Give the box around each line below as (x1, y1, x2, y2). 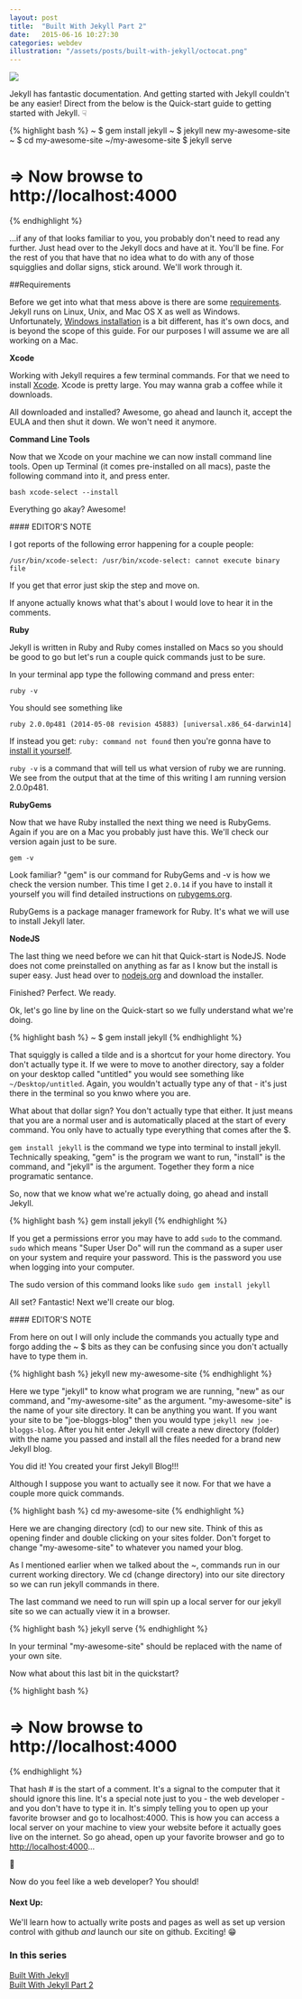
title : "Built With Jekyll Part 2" (9, 22, 147, 31)
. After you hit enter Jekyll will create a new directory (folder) (53, 1424, 279, 1436)
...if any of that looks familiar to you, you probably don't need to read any (9, 233, 280, 244)
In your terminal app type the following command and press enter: (9, 669, 255, 680)
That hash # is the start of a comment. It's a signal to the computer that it (9, 1784, 280, 1794)
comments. (9, 607, 51, 618)
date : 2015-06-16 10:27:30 (9, 30, 119, 39)
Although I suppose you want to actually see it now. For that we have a (9, 1478, 272, 1490)
